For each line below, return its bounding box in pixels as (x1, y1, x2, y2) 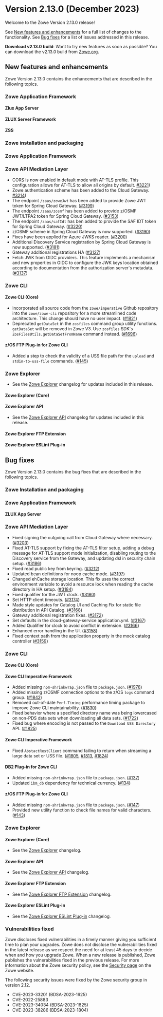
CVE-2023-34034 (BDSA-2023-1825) (12, 1002, 89, 1008)
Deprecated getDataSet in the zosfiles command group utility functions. (12, 320, 158, 326)
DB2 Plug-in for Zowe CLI (5, 764, 57, 770)
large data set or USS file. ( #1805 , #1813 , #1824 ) (12, 753, 109, 758)
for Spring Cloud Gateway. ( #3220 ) (12, 223, 83, 229)
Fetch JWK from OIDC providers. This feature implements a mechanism (12, 254, 156, 260)
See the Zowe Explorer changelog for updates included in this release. (12, 381, 153, 387)
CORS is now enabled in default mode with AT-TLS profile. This (12, 177, 139, 183)
